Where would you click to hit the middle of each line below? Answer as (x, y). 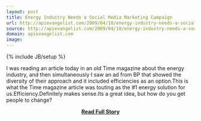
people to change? (29, 100)
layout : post (22, 12)
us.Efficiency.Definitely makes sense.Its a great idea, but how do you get (96, 94)
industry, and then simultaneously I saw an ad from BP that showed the (94, 75)
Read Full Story (100, 112)
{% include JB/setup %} (36, 57)
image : (14, 40)
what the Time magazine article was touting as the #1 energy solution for (96, 87)
